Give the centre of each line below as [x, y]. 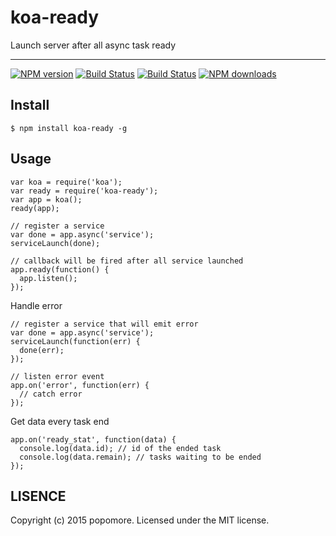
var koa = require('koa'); [66, 182]
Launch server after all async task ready [93, 45]
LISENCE [38, 496]
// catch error [51, 394]
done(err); [42, 350]
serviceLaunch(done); [55, 243]
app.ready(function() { [60, 269]
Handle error [36, 305]
